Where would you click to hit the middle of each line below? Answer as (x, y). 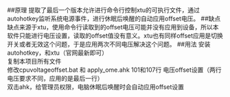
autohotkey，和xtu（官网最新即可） (58, 53)
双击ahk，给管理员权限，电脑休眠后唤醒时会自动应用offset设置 (95, 87)
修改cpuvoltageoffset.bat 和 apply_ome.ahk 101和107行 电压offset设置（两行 (114, 70)
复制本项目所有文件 (34, 61)
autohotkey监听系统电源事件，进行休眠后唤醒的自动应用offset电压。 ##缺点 (114, 18)
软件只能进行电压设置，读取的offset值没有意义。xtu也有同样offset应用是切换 (115, 36)
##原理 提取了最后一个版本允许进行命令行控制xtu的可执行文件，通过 (104, 10)
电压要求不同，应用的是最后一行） (55, 78)
